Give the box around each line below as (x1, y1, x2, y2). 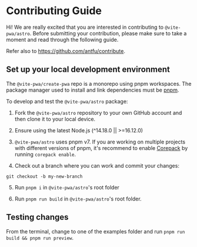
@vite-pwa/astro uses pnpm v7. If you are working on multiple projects (14, 138, 186, 145)
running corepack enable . (14, 151, 76, 158)
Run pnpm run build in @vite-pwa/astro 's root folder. (14, 195, 142, 202)
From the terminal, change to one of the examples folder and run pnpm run (6, 228, 185, 235)
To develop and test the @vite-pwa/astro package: (6, 98, 128, 105)
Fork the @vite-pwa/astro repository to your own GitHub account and (14, 109, 182, 116)
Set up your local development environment (6, 65, 171, 75)
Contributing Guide (6, 4, 102, 18)
